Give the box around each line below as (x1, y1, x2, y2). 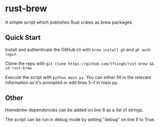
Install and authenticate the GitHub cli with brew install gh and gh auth (5, 46, 151, 52)
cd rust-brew (5, 65, 32, 70)
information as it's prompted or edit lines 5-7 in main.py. (5, 79, 119, 85)
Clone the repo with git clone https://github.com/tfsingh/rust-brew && (5, 60, 154, 66)
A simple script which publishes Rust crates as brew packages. (5, 19, 133, 25)
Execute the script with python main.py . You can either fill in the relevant (5, 74, 152, 80)
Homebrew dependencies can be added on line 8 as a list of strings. (5, 107, 144, 113)
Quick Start (5, 33, 41, 42)
